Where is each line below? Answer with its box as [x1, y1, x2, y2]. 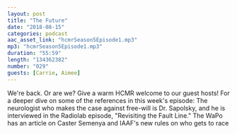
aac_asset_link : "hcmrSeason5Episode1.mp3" [7, 37, 138, 44]
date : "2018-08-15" [7, 23, 65, 30]
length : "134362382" [7, 56, 69, 63]
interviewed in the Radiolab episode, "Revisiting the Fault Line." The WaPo [7, 111, 223, 120]
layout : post [7, 10, 46, 18]
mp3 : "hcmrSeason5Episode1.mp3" [7, 43, 103, 50]
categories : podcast [7, 30, 69, 37]
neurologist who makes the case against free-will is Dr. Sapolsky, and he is [7, 104, 226, 112]
